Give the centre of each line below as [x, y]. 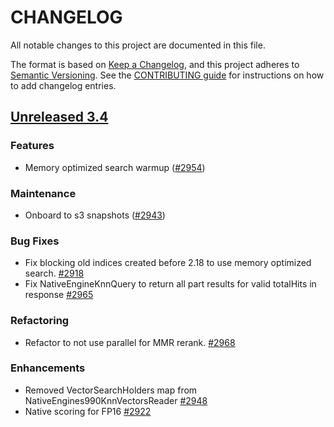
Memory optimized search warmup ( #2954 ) [115, 167]
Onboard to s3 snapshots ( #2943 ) [95, 215]
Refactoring [40, 321]
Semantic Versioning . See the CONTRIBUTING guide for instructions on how [167, 75]
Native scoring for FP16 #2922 [88, 411]
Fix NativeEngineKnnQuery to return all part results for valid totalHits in [170, 284]
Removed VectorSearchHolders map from [111, 390]
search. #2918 [54, 273]
